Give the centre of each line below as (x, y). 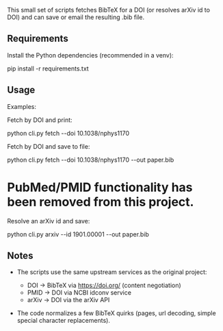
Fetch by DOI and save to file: (49, 146)
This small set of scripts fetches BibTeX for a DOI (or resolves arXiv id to (109, 10)
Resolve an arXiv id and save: (49, 221)
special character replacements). (64, 321)
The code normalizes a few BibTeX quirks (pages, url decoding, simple (117, 313)
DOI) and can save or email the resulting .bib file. (76, 17)
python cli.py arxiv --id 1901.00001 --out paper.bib (78, 234)
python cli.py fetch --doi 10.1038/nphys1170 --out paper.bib (91, 160)
